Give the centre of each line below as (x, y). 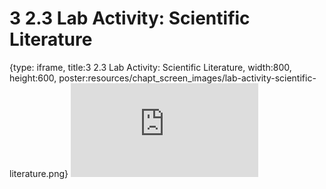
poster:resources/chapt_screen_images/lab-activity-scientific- (187, 78)
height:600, (33, 78)
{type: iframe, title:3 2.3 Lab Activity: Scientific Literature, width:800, (150, 67)
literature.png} (39, 173)
